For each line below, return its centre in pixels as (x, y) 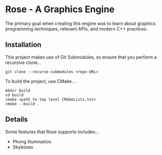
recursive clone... (23, 63)
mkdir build (18, 90)
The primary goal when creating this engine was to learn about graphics (80, 23)
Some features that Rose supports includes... (52, 132)
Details (16, 120)
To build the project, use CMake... (40, 81)
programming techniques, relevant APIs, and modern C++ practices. (76, 28)
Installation (23, 45)
